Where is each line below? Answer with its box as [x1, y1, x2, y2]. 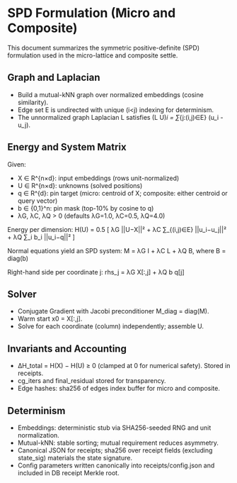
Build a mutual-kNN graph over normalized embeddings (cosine [17, 90, 204, 99]
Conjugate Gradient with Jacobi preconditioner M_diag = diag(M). [17, 307, 209, 316]
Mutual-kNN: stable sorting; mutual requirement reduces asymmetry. [17, 438, 219, 447]
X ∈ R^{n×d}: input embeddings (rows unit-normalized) [17, 174, 180, 182]
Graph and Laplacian [7, 72, 100, 84]
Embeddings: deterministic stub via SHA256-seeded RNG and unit [17, 423, 212, 432]
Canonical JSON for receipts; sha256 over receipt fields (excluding [17, 446, 213, 455]
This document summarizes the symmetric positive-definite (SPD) [7, 43, 200, 52]
